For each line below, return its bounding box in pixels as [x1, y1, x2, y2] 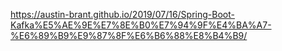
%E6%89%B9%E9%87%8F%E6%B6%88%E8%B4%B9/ [10, 30, 248, 41]
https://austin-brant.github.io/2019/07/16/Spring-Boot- [10, 9, 235, 20]
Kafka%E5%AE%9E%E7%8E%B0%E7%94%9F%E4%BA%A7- [10, 19, 272, 31]
